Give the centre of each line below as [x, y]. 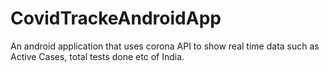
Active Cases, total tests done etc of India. [97, 56]
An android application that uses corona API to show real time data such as [165, 46]
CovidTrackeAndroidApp [116, 18]
